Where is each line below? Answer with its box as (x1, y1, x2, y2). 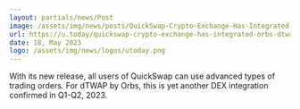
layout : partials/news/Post (9, 13, 114, 22)
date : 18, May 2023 (9, 38, 82, 47)
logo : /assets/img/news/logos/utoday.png (9, 46, 166, 55)
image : (9, 21, 34, 30)
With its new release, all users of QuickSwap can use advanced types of (9, 71, 275, 81)
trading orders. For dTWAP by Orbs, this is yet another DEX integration (9, 80, 269, 91)
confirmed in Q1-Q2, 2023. (9, 90, 108, 101)
